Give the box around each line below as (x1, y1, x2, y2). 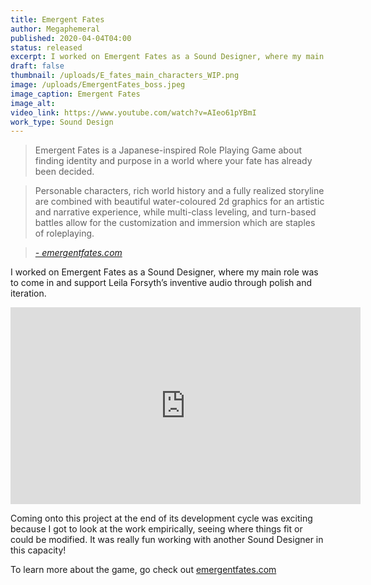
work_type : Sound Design (10, 117, 114, 127)
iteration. (10, 287, 47, 300)
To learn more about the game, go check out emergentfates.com (10, 564, 277, 576)
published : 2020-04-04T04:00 (10, 33, 132, 43)
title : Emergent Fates (10, 14, 105, 25)
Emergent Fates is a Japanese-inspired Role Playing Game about (34, 144, 303, 156)
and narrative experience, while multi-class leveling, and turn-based (34, 206, 317, 218)
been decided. (34, 166, 95, 178)
